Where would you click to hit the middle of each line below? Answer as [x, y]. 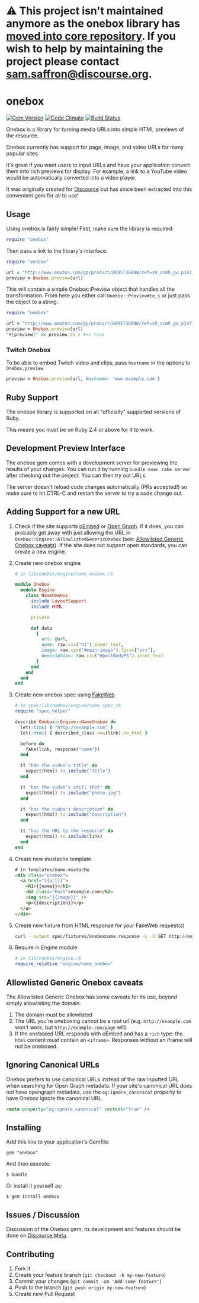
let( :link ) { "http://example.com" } [67, 727]
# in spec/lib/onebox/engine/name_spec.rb [68, 706]
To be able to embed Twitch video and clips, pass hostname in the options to [98, 363]
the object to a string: [32, 302]
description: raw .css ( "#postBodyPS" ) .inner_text [102, 656]
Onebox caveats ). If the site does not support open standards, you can [101, 545]
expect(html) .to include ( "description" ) [76, 815]
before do [32, 744]
